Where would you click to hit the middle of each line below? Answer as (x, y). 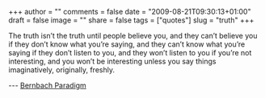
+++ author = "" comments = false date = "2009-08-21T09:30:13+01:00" (130, 12)
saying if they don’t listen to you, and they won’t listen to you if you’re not (130, 53)
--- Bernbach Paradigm (47, 85)
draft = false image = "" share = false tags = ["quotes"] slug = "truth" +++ (131, 20)
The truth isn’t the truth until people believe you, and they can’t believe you (133, 36)
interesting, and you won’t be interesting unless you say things (112, 61)
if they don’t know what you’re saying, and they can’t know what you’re (127, 44)
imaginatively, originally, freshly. (62, 70)
